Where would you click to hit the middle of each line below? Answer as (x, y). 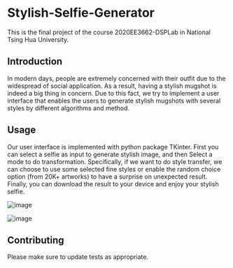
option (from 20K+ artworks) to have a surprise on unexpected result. (107, 177)
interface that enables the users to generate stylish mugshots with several (114, 100)
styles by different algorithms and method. (69, 108)
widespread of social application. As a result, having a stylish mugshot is (112, 86)
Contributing (36, 240)
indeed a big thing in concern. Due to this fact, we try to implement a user (113, 93)
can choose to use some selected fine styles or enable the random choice (114, 169)
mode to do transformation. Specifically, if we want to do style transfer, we (115, 161)
